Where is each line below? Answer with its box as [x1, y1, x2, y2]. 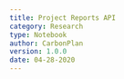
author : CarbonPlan [9, 38, 84, 48]
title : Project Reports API [9, 13, 117, 23]
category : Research [9, 22, 84, 31]
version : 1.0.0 [9, 47, 67, 56]
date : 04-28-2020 [9, 55, 76, 64]
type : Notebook [9, 30, 67, 39]
